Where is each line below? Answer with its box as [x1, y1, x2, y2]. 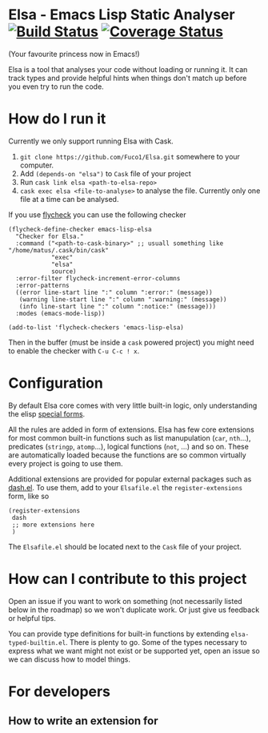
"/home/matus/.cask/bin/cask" [8, 246, 110, 254]
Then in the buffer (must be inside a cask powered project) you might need [8, 337, 254, 347]
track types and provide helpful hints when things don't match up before [8, 73, 247, 83]
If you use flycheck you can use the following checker [8, 210, 186, 219]
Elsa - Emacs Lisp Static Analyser [8, 6, 235, 24]
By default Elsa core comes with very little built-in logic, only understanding [8, 401, 258, 410]
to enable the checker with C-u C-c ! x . [8, 346, 140, 356]
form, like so [8, 491, 50, 501]
